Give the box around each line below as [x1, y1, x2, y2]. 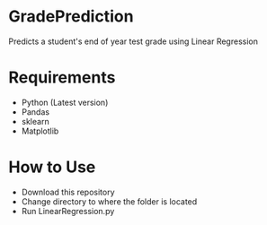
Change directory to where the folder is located [21, 195, 198, 207]
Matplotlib [21, 125, 59, 136]
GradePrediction [8, 6, 134, 27]
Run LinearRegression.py [21, 205, 115, 216]
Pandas [21, 106, 50, 117]
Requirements [8, 67, 116, 88]
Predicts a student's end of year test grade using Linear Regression [8, 36, 258, 47]
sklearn [21, 116, 50, 126]
